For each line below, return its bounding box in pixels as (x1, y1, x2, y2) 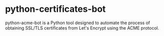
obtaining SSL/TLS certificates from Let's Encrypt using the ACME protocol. (5, 25, 160, 31)
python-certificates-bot (5, 3, 106, 15)
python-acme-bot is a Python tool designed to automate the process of (5, 20, 150, 26)
